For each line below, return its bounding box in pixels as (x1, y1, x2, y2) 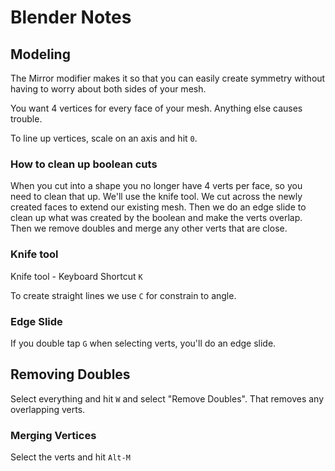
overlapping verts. (10, 403, 86, 415)
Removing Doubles (10, 366, 131, 383)
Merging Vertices (10, 428, 97, 442)
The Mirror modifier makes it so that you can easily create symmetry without (10, 72, 326, 84)
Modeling (10, 46, 71, 63)
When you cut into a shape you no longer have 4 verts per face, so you (10, 180, 303, 192)
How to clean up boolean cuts (10, 157, 158, 171)
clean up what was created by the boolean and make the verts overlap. (10, 212, 303, 224)
